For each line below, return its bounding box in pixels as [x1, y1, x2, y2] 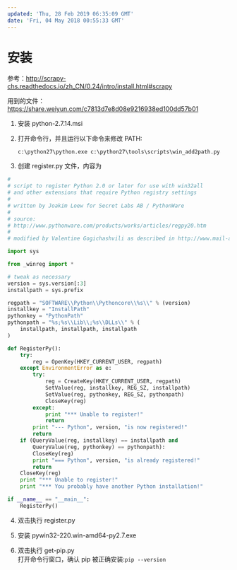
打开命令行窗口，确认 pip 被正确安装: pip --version [17, 554, 166, 563]
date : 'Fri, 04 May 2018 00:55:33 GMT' [7, 17, 125, 24]
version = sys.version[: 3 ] [7, 280, 87, 287]
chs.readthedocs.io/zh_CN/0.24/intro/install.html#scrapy [7, 82, 173, 91]
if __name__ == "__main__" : [7, 496, 90, 503]
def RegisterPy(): [7, 344, 61, 352]
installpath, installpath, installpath [20, 326, 138, 333]
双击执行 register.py [17, 516, 75, 524]
